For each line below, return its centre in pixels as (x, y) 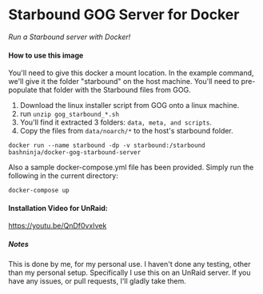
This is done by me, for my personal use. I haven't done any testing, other (130, 264)
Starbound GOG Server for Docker (124, 15)
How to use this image (46, 55)
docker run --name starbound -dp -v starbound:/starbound (107, 145)
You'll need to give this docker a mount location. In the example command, (131, 73)
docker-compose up (39, 191)
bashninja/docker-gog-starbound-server (75, 153)
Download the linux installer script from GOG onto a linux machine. (130, 105)
